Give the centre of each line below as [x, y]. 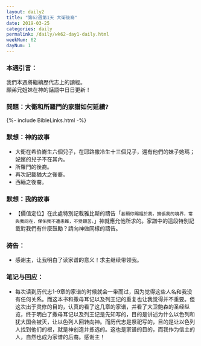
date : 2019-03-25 [28, 23]
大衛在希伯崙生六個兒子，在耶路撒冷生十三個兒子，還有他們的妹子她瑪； [105, 151]
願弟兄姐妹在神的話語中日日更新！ [49, 90]
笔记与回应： [25, 277]
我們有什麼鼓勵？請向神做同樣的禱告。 [73, 229]
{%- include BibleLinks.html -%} [46, 120]
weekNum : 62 [21, 40]
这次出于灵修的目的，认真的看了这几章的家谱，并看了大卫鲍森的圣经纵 [102, 307]
